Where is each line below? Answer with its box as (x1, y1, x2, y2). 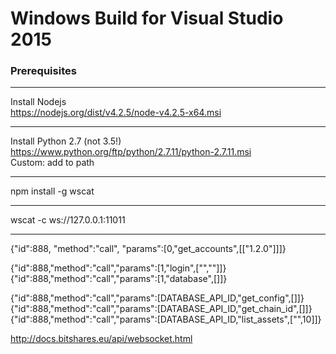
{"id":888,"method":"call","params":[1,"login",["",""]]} (10, 262, 227, 274)
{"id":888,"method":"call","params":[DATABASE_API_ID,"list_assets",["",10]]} (10, 313, 322, 326)
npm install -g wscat (10, 185, 95, 197)
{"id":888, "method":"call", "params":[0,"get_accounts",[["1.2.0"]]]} (10, 243, 287, 255)
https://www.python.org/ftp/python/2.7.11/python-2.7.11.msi (10, 146, 252, 158)
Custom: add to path (10, 157, 95, 169)
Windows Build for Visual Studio (10, 7, 284, 30)
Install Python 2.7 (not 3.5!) (10, 135, 122, 147)
